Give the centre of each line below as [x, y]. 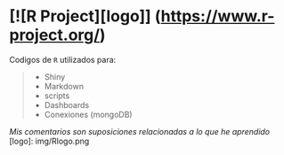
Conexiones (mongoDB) [88, 114]
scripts [57, 96]
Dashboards [67, 105]
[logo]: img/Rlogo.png [49, 141]
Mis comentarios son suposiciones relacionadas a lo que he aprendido [140, 131]
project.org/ [55, 35]
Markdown [64, 86]
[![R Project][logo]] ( [85, 16]
